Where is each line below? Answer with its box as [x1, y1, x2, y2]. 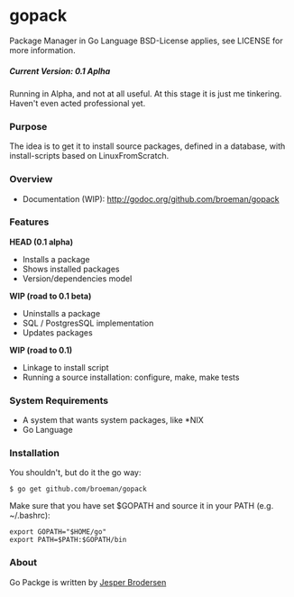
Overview [9, 173, 53, 186]
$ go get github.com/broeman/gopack [9, 484, 147, 494]
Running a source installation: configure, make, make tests [22, 372, 240, 382]
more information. [9, 44, 76, 55]
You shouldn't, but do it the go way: [9, 467, 142, 478]
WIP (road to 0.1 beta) [9, 290, 92, 301]
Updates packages [22, 326, 93, 338]
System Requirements [9, 394, 109, 407]
